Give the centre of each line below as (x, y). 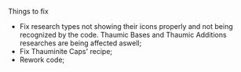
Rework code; (42, 59)
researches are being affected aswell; (80, 43)
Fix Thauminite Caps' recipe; (66, 51)
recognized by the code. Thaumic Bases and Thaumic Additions (123, 35)
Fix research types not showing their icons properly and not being (126, 26)
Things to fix (28, 11)
